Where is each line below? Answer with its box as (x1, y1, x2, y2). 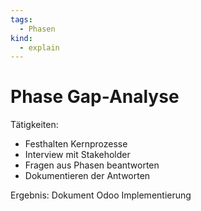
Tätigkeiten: (10, 119, 59, 131)
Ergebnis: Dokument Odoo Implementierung (10, 189, 192, 201)
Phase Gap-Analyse (10, 86, 180, 108)
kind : (10, 33, 33, 43)
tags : (10, 14, 33, 25)
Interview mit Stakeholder (24, 149, 131, 161)
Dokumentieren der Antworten (24, 170, 151, 182)
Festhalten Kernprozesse (24, 138, 128, 150)
